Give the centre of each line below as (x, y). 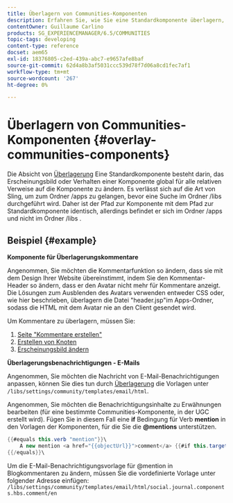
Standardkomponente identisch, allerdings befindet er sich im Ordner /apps (115, 211)
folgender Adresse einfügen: (48, 480)
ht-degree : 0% (28, 85)
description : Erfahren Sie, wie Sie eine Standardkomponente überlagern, (116, 20)
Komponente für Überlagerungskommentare (73, 257)
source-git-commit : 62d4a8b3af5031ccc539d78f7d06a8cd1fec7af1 (99, 65)
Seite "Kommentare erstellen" (60, 334)
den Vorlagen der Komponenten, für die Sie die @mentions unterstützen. (112, 426)
